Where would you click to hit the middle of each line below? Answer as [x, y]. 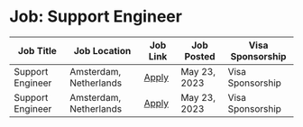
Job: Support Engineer [96, 17]
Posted [200, 56]
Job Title [37, 50]
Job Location [102, 50]
